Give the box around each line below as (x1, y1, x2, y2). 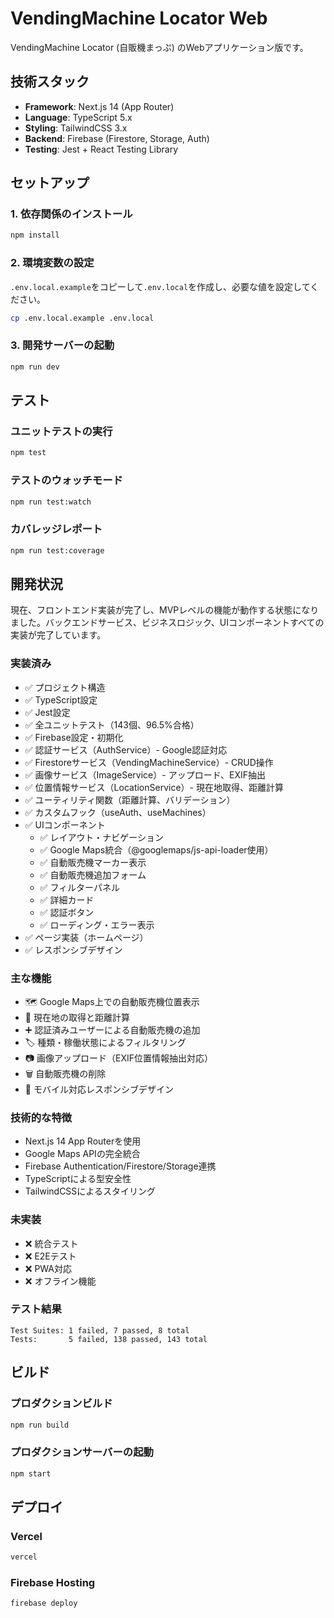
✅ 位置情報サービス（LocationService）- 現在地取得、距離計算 (24, 781, 284, 793)
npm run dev (10, 362, 60, 372)
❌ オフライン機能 (24, 1275, 97, 1287)
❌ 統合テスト (24, 1237, 79, 1249)
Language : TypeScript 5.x (24, 111, 133, 123)
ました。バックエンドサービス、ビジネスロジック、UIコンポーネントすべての (10, 617, 325, 629)
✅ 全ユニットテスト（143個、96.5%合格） (24, 718, 200, 731)
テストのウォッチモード (10, 473, 123, 487)
